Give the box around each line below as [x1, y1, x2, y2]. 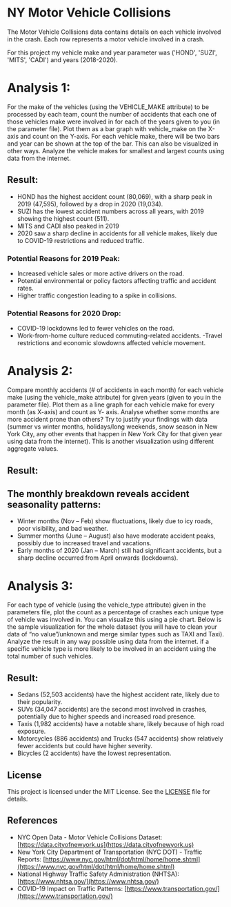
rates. [17, 284, 34, 292]
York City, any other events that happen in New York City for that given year [7, 430, 223, 438]
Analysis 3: [7, 578, 74, 594]
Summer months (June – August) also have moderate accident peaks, [17, 531, 216, 540]
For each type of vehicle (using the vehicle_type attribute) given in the [7, 601, 206, 609]
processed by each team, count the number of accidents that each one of [7, 110, 217, 118]
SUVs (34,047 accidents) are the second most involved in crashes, [17, 705, 207, 714]
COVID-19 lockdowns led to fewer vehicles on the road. [17, 324, 174, 333]
